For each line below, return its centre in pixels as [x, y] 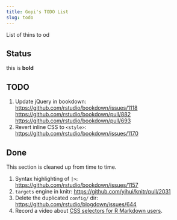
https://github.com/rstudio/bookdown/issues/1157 [76, 185]
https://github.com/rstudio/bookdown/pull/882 [73, 115]
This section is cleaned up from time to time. [61, 167]
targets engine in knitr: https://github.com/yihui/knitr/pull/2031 [93, 191]
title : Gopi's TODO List [37, 12]
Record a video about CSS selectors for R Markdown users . [88, 210]
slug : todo [20, 17]
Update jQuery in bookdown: [51, 102]
